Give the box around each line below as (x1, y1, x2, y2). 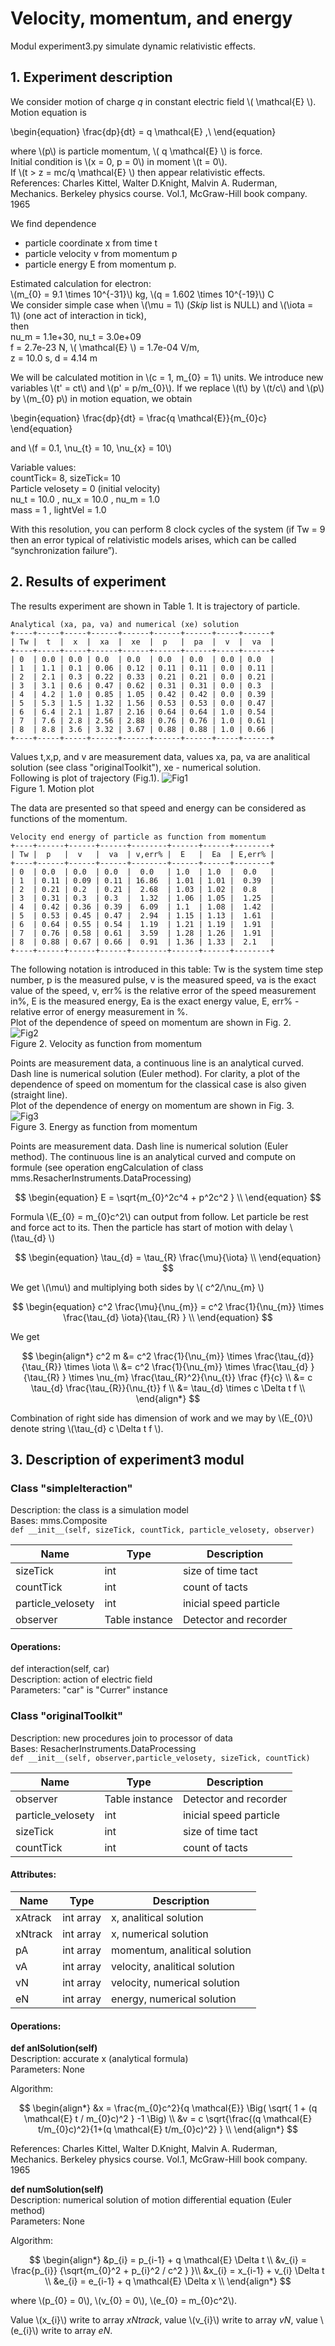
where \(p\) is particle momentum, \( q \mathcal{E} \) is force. (10, 145, 263, 157)
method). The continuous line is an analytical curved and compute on (10, 1150, 297, 1162)
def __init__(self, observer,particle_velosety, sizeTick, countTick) (10, 1753, 311, 1763)
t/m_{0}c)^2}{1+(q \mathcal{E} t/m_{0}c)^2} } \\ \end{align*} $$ (37, 2123, 298, 2136)
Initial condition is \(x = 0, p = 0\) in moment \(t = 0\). (10, 155, 228, 167)
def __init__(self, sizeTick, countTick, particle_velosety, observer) (10, 1525, 315, 1536)
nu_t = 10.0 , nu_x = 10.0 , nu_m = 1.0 (10, 493, 161, 505)
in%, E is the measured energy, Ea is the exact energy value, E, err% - (10, 995, 300, 1007)
